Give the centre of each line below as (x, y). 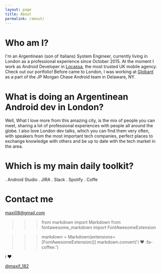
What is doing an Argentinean (67, 97)
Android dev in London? (54, 107)
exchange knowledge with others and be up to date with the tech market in (80, 141)
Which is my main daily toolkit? (70, 166)
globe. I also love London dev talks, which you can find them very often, (77, 131)
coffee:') (50, 247)
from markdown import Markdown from (81, 222)
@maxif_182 (17, 266)
